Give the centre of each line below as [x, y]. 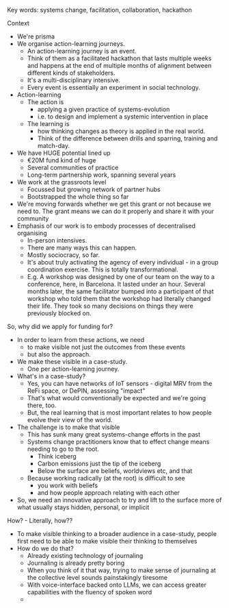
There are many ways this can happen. [82, 247]
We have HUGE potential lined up [64, 153]
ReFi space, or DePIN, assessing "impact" [86, 391]
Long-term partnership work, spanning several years [102, 175]
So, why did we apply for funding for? [60, 326]
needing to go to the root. [63, 449]
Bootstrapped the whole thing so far [78, 197]
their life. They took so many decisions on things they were [110, 306]
